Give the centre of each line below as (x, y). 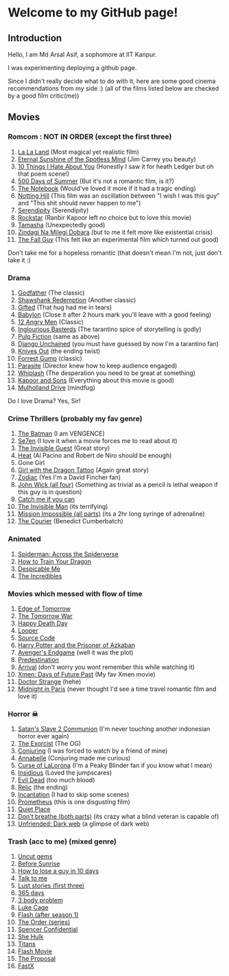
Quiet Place (34, 809)
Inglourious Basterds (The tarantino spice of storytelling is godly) (109, 329)
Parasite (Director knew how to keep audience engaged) (97, 365)
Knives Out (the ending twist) (59, 351)
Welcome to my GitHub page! (93, 13)
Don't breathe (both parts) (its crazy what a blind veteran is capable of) (118, 817)
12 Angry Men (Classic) (51, 321)
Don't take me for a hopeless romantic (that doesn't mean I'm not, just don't (115, 253)
